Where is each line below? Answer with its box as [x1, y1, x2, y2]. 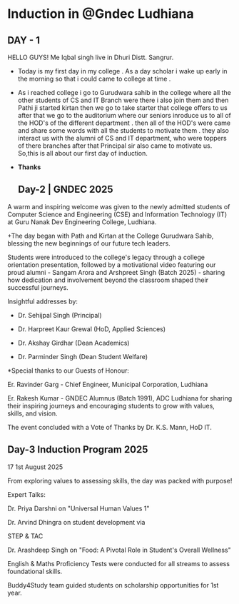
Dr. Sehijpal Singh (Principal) [17, 311, 102, 319]
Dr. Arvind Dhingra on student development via [7, 518, 146, 526]
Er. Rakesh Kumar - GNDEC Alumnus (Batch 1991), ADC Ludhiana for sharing [7, 393, 233, 402]
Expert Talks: [7, 490, 46, 498]
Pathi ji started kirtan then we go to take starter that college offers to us [17, 104, 228, 112]
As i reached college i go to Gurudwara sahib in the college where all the [17, 89, 232, 96]
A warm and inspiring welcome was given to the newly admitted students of [7, 202, 230, 211]
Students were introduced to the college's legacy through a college [7, 253, 205, 261]
